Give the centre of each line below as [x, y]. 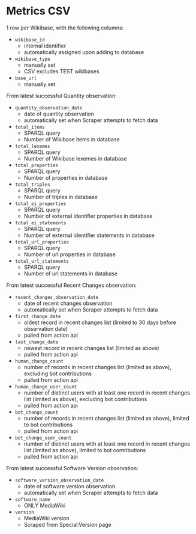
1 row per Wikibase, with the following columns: [65, 28]
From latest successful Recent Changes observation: [71, 285]
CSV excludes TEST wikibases [62, 71]
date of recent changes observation [68, 303]
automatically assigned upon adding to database [84, 52]
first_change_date [38, 316]
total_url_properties [42, 242]
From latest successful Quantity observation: [61, 96]
